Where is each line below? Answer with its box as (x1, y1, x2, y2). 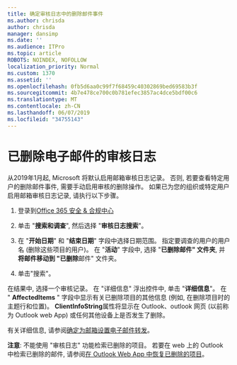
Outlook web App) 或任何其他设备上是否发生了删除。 (15, 310, 170, 319)
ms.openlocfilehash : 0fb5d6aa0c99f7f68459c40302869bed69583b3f (7, 83, 198, 90)
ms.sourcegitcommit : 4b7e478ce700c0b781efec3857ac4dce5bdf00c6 (7, 89, 198, 96)
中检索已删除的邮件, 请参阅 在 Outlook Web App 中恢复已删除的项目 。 (7, 349, 209, 358)
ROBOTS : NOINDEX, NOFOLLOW (7, 57, 87, 64)
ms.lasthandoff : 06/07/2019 (7, 109, 91, 116)
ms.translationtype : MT (7, 96, 78, 103)
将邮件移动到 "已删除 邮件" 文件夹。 (17, 254, 121, 262)
